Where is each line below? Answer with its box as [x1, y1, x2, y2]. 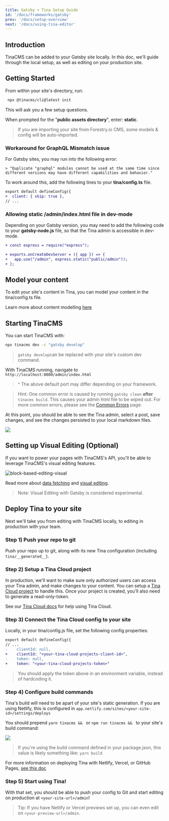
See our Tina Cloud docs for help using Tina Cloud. [5, 603, 112, 609]
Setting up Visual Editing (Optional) [5, 441, 119, 450]
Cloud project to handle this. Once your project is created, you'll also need [5, 588, 160, 594]
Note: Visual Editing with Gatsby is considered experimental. [17, 489, 144, 496]
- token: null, [5, 656, 44, 661]
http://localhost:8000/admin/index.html [5, 372, 92, 377]
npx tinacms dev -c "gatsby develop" [5, 342, 85, 347]
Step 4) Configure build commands [5, 688, 94, 695]
